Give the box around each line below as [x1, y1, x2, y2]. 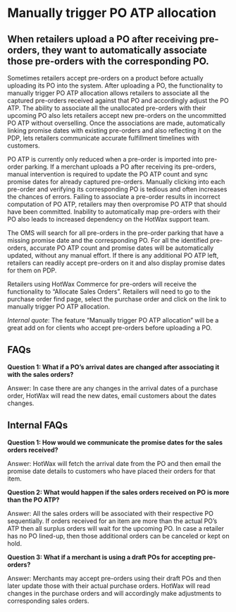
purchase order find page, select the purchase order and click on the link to [7, 295, 227, 303]
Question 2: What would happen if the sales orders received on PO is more [7, 488, 230, 496]
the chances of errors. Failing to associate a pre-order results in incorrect [7, 193, 221, 200]
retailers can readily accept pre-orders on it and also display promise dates [7, 259, 225, 267]
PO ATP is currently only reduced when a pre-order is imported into [7, 155, 204, 163]
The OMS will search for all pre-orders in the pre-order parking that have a [7, 229, 224, 237]
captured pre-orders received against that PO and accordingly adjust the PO [7, 97, 229, 104]
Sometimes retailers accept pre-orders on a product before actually [7, 74, 204, 82]
